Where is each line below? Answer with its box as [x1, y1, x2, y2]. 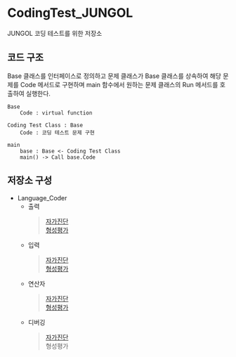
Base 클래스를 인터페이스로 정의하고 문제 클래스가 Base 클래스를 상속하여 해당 [7, 72, 221, 80]
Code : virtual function [20, 109, 93, 117]
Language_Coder [17, 193, 67, 202]
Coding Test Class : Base [7, 122, 83, 129]
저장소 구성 [7, 174, 53, 187]
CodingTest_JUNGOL [7, 5, 133, 21]
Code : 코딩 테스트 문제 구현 [20, 129, 95, 136]
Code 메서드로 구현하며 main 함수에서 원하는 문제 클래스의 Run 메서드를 [20, 80, 218, 89]
